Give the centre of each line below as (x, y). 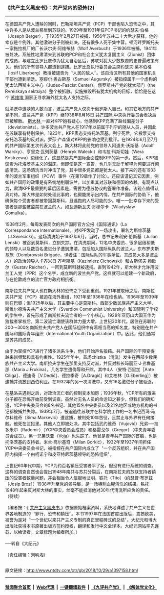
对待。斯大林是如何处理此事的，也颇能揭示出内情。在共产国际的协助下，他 (84, 195)
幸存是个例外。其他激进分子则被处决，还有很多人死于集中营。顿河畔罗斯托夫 (82, 42)
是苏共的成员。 (20, 340)
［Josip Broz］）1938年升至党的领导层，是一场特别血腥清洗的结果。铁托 (77, 484)
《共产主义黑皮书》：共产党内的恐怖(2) (50, 7)
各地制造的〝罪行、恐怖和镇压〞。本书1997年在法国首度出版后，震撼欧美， (83, 514)
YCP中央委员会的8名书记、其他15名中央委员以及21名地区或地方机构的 (83, 405)
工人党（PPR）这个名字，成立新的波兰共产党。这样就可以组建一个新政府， (84, 273)
